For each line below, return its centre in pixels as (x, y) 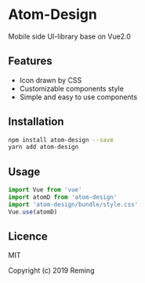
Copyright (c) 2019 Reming (51, 270)
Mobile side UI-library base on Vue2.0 (70, 36)
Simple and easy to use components (78, 97)
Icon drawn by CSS (51, 80)
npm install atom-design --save (61, 140)
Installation (36, 122)
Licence (28, 237)
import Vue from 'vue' (45, 190)
